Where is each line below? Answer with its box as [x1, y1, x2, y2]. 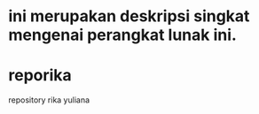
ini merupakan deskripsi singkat [8, 6, 250, 27]
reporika [8, 65, 72, 86]
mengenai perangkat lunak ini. [8, 25, 237, 45]
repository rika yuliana [8, 95, 90, 105]
